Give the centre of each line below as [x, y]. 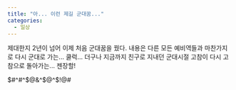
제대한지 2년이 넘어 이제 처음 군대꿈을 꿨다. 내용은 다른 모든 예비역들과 [105, 48]
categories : [25, 21]
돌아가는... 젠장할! [51, 66]
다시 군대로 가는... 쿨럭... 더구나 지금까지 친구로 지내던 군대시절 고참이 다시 [118, 57]
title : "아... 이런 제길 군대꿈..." [56, 14]
